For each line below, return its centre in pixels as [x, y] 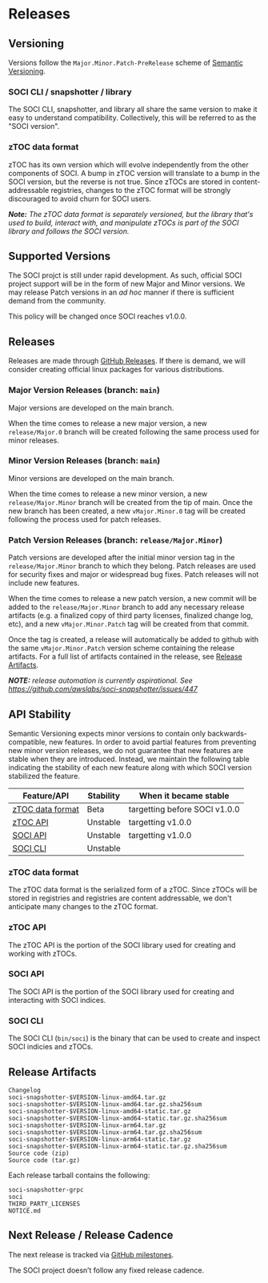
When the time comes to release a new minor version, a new [108, 494]
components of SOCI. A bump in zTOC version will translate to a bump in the [134, 173]
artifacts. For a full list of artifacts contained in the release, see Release [125, 656]
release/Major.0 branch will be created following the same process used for [134, 431]
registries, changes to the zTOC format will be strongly [141, 190]
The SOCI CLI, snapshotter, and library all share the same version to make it [133, 110]
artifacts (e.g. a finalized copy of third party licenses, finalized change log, [131, 615]
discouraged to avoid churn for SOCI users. [80, 198]
